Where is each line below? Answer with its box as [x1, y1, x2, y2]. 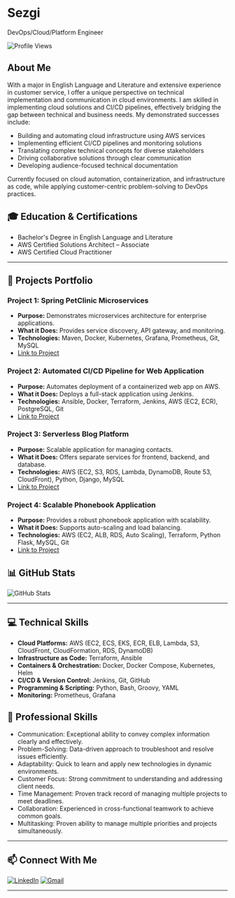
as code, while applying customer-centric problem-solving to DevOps [7, 182, 208, 191]
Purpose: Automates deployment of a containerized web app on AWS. [17, 382, 220, 390]
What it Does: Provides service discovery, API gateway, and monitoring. [17, 326, 226, 335]
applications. [17, 319, 55, 327]
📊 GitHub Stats [7, 567, 76, 579]
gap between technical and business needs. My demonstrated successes [7, 110, 220, 118]
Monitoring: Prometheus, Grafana [17, 691, 116, 699]
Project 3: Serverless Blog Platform [7, 429, 129, 439]
